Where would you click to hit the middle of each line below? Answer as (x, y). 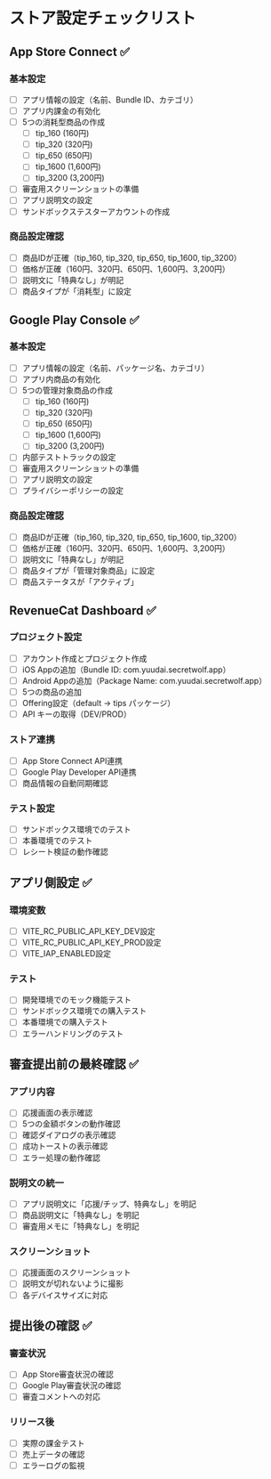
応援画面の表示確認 (57, 1113)
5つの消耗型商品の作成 (64, 122)
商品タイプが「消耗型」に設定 (76, 291)
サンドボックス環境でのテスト (76, 829)
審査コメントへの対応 (61, 1397)
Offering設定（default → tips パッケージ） (99, 703)
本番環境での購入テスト (65, 1022)
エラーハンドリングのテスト (73, 1033)
